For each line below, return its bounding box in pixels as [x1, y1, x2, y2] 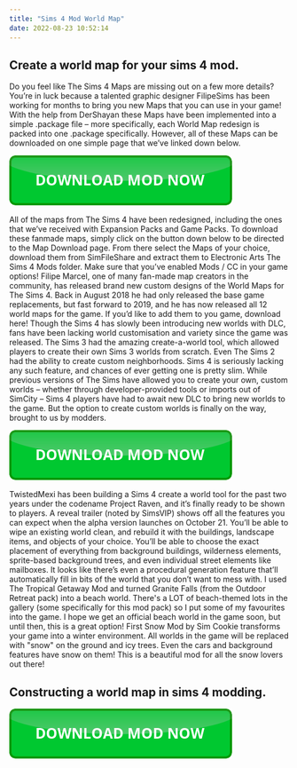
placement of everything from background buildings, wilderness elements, [9, 546, 282, 557]
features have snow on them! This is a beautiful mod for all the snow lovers [9, 649, 284, 661]
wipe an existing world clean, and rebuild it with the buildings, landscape [9, 527, 275, 537]
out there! [9, 659, 45, 669]
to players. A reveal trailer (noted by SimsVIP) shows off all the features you [9, 508, 285, 519]
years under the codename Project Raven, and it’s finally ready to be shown [9, 498, 285, 510]
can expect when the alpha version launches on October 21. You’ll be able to [9, 518, 289, 528]
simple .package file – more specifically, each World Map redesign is [9, 119, 260, 130]
